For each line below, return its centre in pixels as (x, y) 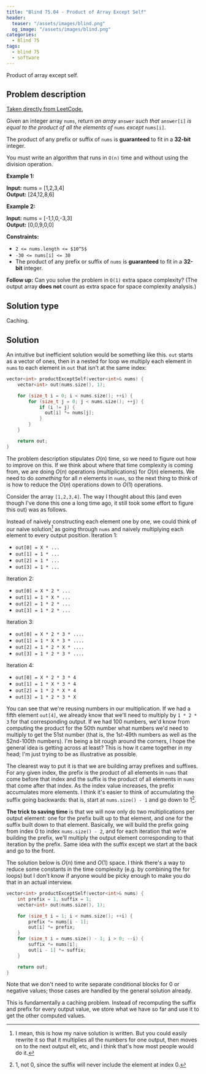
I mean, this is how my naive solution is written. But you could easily (101, 1034)
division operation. (30, 164)
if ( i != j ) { (57, 407)
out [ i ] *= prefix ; (52, 927)
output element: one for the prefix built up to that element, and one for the (100, 818)
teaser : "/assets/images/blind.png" (59, 23)
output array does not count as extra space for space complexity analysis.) (101, 286)
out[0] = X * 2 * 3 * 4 (46, 678)
